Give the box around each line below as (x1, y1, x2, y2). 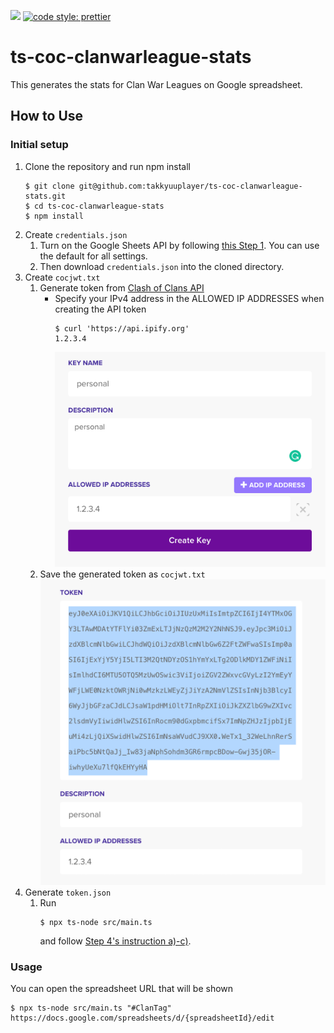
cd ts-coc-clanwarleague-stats (34, 201, 165, 211)
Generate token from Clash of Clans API (39, 281, 205, 294)
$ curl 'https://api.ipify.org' (54, 323, 190, 334)
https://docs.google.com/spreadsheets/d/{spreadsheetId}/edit (10, 1013, 275, 1023)
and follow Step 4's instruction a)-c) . (39, 935, 192, 947)
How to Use (10, 108, 84, 125)
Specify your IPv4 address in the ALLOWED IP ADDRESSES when (54, 292, 325, 304)
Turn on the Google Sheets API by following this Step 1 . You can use (39, 239, 320, 251)
